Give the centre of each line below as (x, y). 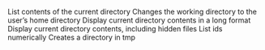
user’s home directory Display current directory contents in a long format (129, 20)
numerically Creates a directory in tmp (71, 37)
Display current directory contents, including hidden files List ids (115, 29)
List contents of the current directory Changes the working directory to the (132, 12)
